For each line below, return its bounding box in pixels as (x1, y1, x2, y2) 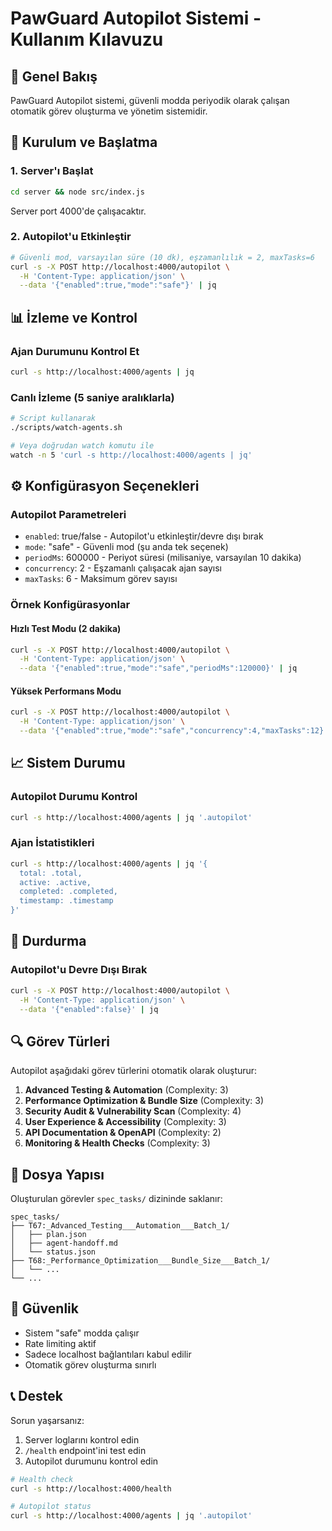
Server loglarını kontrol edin (24, 1433, 140, 1446)
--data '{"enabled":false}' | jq (19, 1004, 159, 1014)
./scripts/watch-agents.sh (10, 423, 123, 433)
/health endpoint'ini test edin (24, 1444, 147, 1456)
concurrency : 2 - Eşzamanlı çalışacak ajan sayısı (24, 562, 222, 574)
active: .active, (19, 877, 92, 887)
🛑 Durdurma (10, 933, 87, 950)
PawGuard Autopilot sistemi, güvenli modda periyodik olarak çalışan (10, 95, 290, 106)
